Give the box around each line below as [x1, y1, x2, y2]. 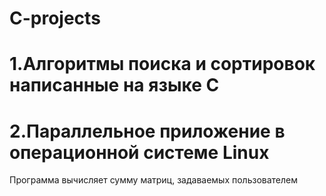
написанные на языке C [9, 74, 220, 97]
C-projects [9, 7, 101, 30]
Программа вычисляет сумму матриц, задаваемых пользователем [9, 174, 299, 186]
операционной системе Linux [9, 141, 270, 164]
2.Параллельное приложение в [9, 120, 286, 142]
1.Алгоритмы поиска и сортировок [9, 53, 316, 76]
